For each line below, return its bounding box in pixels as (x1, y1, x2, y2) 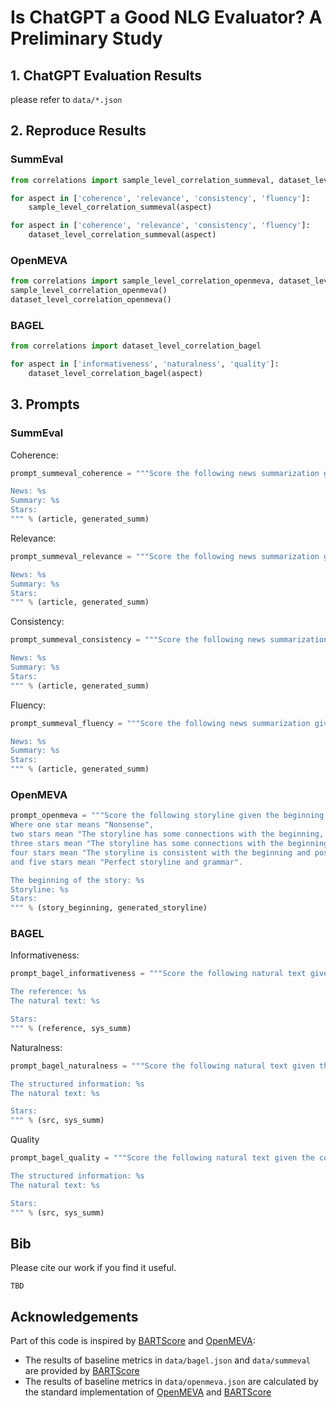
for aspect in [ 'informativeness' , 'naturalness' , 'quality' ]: (10, 359, 280, 370)
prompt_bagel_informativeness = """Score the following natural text (10, 969, 307, 979)
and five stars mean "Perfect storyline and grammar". (10, 857, 244, 867)
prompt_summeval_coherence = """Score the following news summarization (10, 468, 320, 478)
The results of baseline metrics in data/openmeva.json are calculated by (24, 1376, 319, 1388)
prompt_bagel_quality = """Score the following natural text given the (10, 1153, 315, 1163)
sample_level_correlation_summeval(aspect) (28, 202, 213, 213)
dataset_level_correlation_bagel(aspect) (28, 369, 203, 379)
